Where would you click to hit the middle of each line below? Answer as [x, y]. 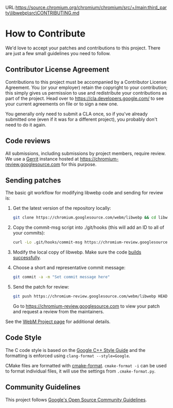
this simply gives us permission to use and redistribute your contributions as [86, 93]
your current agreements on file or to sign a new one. [62, 104]
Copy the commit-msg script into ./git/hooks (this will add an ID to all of [89, 227]
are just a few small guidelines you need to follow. [58, 53]
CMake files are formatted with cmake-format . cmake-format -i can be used [86, 365]
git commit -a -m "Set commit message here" [61, 277]
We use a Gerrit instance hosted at [42, 158]
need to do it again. [26, 125]
